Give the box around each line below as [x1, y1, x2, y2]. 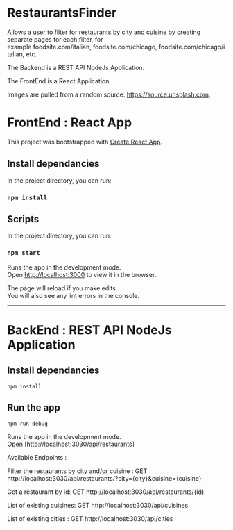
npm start [7, 249, 40, 257]
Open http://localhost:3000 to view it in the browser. [7, 270, 157, 279]
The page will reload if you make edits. [7, 283, 118, 292]
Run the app [7, 401, 60, 414]
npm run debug [7, 420, 49, 427]
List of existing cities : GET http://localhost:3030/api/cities [7, 514, 173, 522]
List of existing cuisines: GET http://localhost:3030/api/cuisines [7, 501, 189, 509]
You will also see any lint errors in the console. [7, 291, 140, 299]
